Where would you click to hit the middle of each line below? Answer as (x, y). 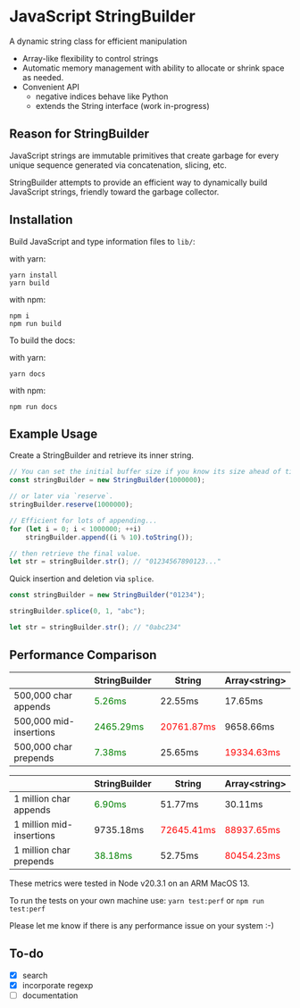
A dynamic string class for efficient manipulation (98, 41)
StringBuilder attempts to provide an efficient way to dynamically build (138, 182)
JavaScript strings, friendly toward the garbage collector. (114, 192)
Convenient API (51, 87)
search (35, 975)
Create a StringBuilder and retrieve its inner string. (102, 455)
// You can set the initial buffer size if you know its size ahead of (145, 472)
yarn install (33, 275)
